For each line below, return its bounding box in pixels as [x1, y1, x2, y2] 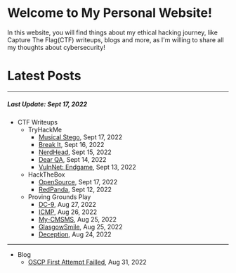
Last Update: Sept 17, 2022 [7, 100, 88, 108]
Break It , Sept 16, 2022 [38, 140, 105, 148]
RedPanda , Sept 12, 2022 [38, 185, 112, 193]
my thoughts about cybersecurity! [7, 43, 105, 51]
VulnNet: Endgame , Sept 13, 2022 [38, 163, 137, 171]
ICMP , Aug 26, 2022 [38, 208, 98, 216]
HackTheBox [27, 170, 65, 179]
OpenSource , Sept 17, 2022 [38, 177, 118, 186]
